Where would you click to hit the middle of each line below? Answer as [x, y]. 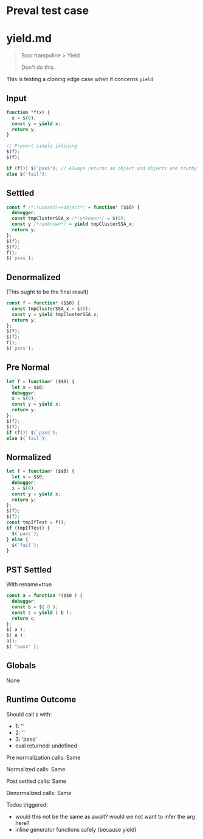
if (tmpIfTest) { [28, 528]
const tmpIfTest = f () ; [36, 522]
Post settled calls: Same [36, 781]
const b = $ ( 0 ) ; [35, 607]
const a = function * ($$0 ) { [45, 596]
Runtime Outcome [41, 700]
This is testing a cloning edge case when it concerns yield [80, 79]
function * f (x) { [28, 112]
